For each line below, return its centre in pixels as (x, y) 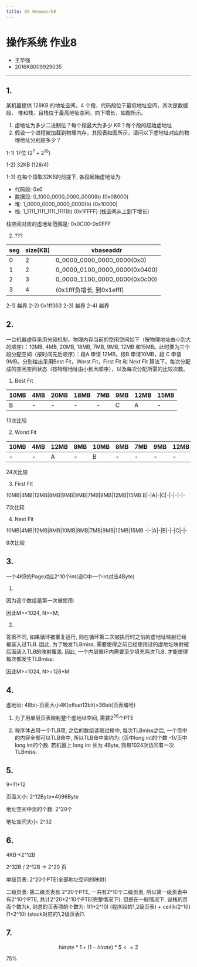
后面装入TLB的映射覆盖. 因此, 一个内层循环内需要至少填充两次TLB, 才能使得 (97, 651)
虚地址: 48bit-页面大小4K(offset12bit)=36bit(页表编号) (71, 705)
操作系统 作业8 (42, 42)
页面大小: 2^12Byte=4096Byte (43, 796)
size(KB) (38, 250)
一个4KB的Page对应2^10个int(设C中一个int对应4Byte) (70, 576)
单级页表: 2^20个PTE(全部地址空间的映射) (56, 879)
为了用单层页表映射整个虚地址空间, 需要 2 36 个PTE (74, 717)
